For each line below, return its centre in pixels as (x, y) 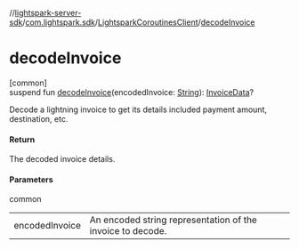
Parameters (31, 179)
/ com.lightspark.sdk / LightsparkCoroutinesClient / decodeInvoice (138, 22)
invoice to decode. (128, 231)
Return (22, 139)
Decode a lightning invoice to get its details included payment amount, (138, 109)
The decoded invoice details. (62, 159)
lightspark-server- (48, 13)
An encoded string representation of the (174, 220)
